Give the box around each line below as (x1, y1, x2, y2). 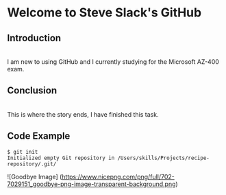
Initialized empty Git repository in (7, 154, 115, 161)
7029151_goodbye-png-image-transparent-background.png (7, 180, 176, 188)
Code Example (7, 130, 71, 142)
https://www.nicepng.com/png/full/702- (61, 172, 175, 181)
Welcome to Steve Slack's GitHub (7, 5, 202, 21)
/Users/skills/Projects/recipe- (117, 154, 210, 161)
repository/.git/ (7, 160, 57, 168)
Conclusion (7, 84, 58, 97)
